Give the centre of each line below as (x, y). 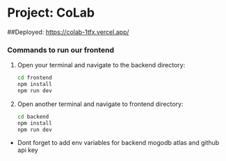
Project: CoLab (51, 13)
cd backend (33, 117)
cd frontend (34, 78)
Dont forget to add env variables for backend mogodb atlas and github (118, 143)
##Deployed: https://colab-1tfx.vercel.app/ (68, 32)
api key (27, 150)
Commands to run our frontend (61, 50)
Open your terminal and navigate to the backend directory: (101, 65)
